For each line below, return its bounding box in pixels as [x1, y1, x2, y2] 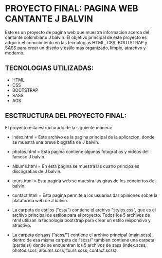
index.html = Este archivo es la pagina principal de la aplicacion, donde [12, 134, 155, 140]
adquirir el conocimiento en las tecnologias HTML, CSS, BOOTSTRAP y [5, 39, 147, 45]
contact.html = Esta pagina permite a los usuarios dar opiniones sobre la [12, 192, 158, 198]
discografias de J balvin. [12, 168, 62, 174]
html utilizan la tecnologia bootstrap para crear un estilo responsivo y [12, 217, 151, 223]
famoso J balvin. [12, 154, 46, 159]
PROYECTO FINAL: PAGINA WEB [5, 3, 139, 14]
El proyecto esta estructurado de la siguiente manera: [5, 124, 113, 130]
